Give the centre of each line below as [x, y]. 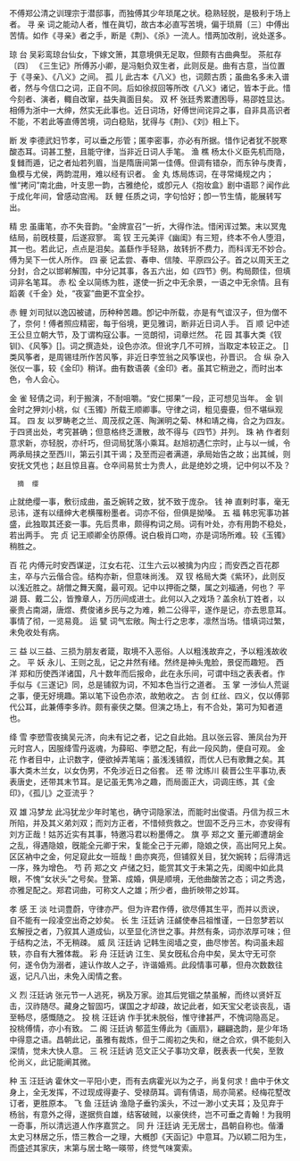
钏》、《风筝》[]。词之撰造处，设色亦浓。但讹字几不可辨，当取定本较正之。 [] [149, 346]
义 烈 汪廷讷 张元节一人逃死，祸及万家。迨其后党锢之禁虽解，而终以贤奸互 [146, 995]
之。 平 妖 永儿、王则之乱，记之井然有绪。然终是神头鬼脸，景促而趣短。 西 [146, 662]
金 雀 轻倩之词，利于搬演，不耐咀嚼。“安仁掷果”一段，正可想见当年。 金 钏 [146, 398]
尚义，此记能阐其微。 [56, 1062]
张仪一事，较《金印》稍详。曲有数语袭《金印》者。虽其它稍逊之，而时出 [142, 368]
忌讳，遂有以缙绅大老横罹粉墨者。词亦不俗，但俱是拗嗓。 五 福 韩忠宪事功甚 [150, 513]
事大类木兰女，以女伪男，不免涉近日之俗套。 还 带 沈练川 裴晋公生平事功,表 [148, 770]
